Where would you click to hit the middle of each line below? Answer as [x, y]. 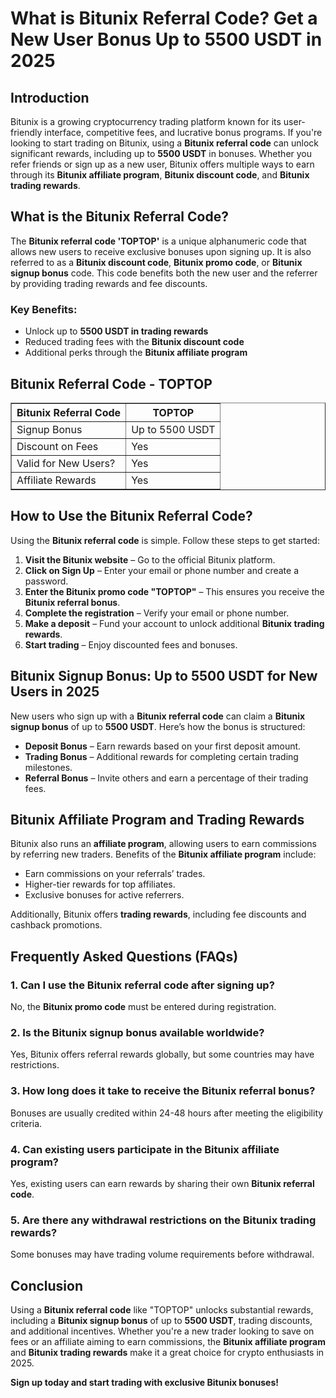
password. [46, 581]
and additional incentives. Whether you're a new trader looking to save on [162, 1331]
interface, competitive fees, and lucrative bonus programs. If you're [183, 132]
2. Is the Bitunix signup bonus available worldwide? [137, 1032]
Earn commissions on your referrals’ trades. [115, 874]
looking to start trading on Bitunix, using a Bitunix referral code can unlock [165, 143]
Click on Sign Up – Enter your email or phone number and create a [162, 570]
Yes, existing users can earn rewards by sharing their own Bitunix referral [162, 1183]
